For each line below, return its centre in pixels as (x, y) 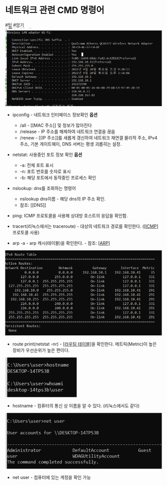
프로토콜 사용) (26, 233)
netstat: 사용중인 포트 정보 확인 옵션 (47, 155)
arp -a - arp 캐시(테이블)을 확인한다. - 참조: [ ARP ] (61, 243)
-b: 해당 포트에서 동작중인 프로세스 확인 (58, 178)
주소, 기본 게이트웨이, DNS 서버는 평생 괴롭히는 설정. (71, 144)
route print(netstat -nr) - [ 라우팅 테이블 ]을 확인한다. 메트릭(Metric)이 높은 (84, 344)
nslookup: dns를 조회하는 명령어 (44, 188)
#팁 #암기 (15, 25)
